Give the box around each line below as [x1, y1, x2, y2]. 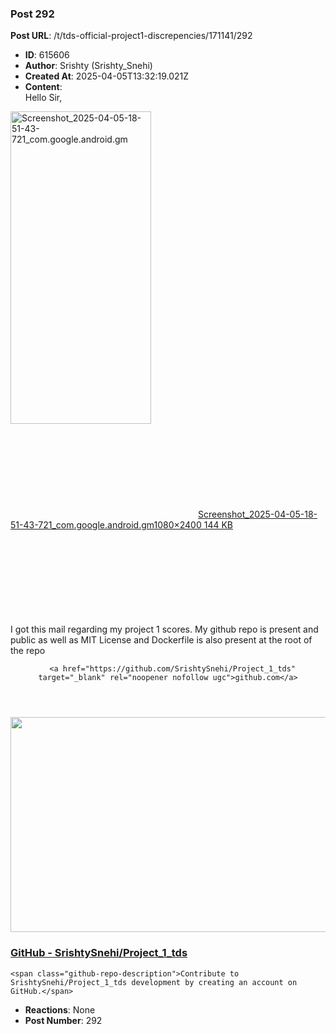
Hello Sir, [24, 92, 63, 104]
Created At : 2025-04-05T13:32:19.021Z [24, 70, 190, 82]
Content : [24, 81, 63, 93]
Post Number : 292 [24, 1014, 103, 1026]
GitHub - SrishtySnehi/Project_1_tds [10, 946, 188, 960]
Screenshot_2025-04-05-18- [198, 508, 318, 521]
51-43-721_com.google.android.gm [10, 519, 155, 531]
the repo [10, 645, 46, 657]
